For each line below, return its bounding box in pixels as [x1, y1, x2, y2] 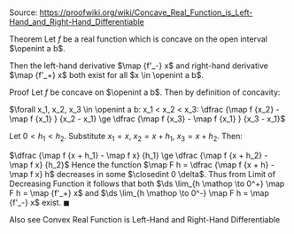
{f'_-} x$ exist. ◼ [9, 197, 71, 207]
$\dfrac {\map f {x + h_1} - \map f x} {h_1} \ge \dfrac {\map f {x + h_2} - [9, 150, 268, 160]
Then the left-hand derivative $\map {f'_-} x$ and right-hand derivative [9, 60, 268, 71]
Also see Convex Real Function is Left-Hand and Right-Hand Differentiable [9, 214, 281, 224]
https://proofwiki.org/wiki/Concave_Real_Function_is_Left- [39, 7, 253, 18]
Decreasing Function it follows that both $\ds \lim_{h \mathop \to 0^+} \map [9, 178, 285, 189]
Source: [9, 7, 38, 18]
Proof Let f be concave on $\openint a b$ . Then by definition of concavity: [9, 87, 281, 97]
